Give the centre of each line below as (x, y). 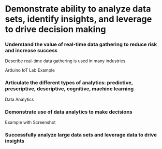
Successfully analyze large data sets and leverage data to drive (81, 135)
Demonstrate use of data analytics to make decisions (69, 112)
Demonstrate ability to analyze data (78, 9)
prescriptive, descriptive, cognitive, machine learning (69, 89)
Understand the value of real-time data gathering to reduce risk (81, 44)
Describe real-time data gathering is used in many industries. (66, 61)
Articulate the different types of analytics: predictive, (69, 83)
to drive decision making (56, 29)
